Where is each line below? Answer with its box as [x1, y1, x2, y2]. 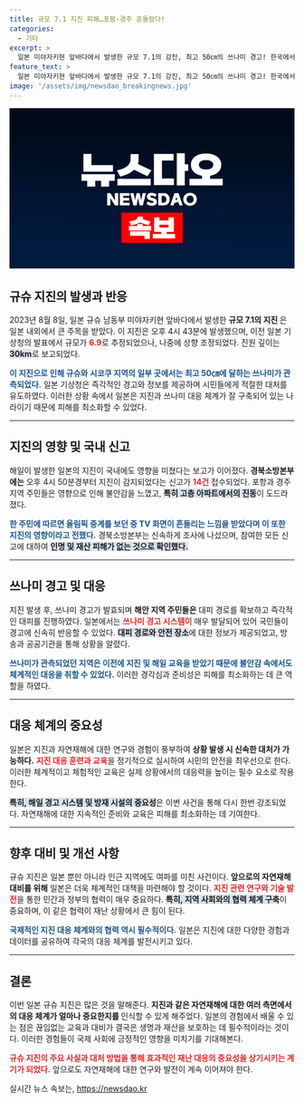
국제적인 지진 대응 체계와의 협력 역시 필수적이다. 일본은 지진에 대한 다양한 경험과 [9, 924, 290, 935]
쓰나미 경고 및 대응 [9, 578, 106, 594]
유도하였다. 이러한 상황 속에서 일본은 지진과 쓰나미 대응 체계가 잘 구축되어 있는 [9, 391, 285, 402]
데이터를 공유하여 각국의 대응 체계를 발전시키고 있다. [9, 936, 193, 947]
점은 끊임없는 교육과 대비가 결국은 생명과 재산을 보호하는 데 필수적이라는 [18, 1022, 273, 1033]
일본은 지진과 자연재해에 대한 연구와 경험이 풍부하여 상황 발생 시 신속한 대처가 [9, 743, 280, 754]
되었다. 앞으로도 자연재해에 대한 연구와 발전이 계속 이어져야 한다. [25, 1064, 253, 1075]
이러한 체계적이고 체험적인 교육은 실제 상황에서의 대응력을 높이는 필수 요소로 [9, 766, 278, 777]
